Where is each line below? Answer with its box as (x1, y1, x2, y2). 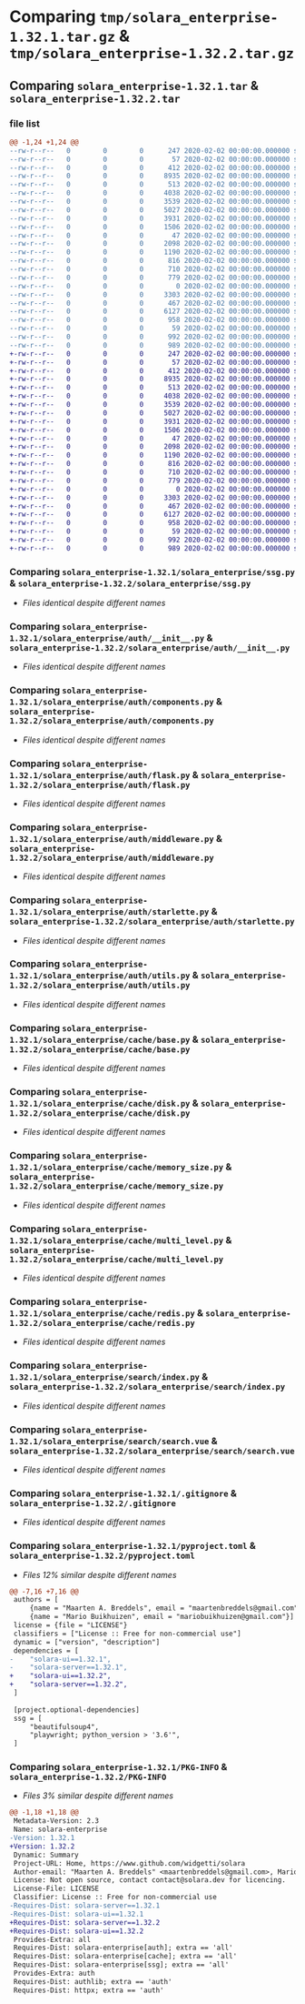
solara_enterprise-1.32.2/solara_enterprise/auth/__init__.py (9, 643, 290, 653)
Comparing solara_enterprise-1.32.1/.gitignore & (9, 1486, 238, 1499)
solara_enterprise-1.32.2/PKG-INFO (9, 1772, 167, 1783)
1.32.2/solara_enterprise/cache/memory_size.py (9, 1181, 224, 1191)
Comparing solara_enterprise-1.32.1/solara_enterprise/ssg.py (9, 565, 295, 578)
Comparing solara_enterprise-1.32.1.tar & (9, 77, 259, 93)
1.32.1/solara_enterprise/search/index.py (9, 1372, 200, 1382)
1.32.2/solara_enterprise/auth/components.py (9, 716, 215, 726)
